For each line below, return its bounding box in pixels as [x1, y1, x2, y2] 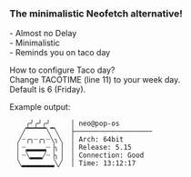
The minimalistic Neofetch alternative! [9, 7, 184, 20]
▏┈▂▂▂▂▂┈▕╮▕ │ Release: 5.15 [17, 143, 132, 152]
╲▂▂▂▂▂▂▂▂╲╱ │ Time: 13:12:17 [17, 159, 136, 168]
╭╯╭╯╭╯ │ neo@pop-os [25, 119, 120, 129]
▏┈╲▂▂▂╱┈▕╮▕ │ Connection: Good [17, 151, 145, 161]
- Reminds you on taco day [9, 47, 111, 58]
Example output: [9, 102, 71, 113]
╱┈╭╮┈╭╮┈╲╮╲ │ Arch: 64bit [17, 135, 125, 144]
